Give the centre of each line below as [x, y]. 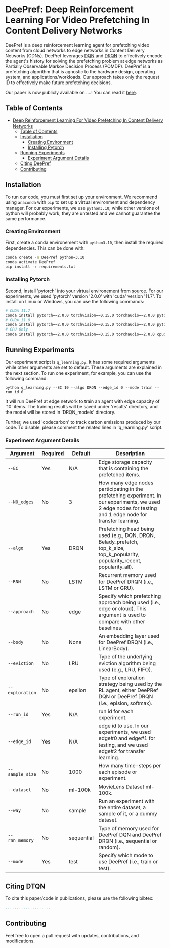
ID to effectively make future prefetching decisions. [59, 83]
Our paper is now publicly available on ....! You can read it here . [71, 92]
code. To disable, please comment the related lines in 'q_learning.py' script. [84, 427]
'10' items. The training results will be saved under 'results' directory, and [81, 406]
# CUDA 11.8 [18, 320]
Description [131, 454]
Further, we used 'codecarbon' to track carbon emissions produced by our [83, 422]
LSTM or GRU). [116, 588]
